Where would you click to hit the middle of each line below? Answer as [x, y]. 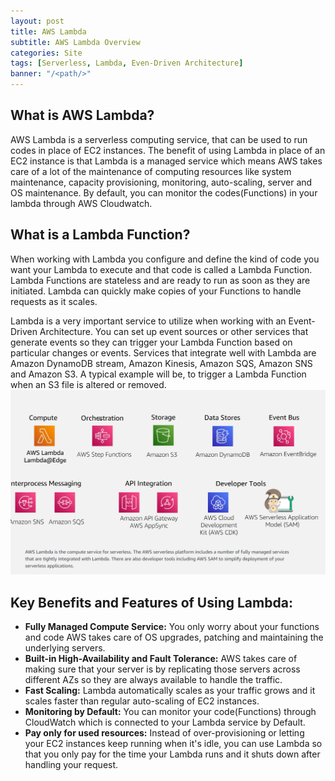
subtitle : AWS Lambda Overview [75, 42]
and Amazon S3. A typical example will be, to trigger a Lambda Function [158, 374]
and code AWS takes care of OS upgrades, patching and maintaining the [174, 637]
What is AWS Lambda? [82, 115]
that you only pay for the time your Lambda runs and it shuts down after [172, 754]
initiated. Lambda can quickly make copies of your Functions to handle [156, 291]
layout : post [37, 21]
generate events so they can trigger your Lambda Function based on [151, 342]
